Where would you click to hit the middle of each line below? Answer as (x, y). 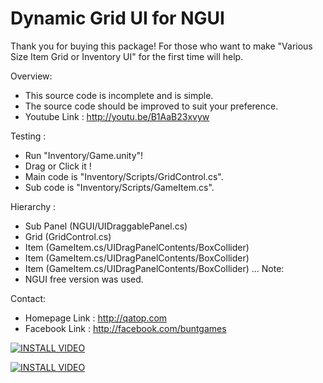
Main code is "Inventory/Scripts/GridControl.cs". (124, 176)
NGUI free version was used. (84, 279)
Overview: (31, 76)
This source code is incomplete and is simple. (119, 95)
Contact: (28, 298)
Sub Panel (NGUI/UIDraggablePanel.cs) (106, 226)
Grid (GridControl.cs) (68, 236)
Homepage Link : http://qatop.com (96, 318)
